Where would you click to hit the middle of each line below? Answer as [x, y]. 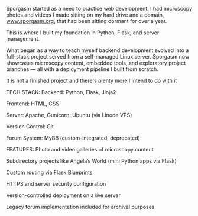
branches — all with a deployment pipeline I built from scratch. [82, 69]
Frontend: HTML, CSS [33, 104]
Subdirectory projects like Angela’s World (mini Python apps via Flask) [92, 161]
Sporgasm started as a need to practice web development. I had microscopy [99, 9]
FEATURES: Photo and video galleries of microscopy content [80, 149]
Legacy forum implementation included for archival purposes [80, 207]
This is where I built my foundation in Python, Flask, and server [83, 33]
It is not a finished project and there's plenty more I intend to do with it [92, 80]
